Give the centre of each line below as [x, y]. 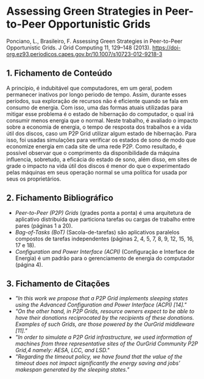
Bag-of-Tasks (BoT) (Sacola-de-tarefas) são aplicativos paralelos [97, 232]
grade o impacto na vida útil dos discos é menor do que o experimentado [98, 165]
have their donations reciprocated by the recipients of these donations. [104, 318]
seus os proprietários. [34, 179]
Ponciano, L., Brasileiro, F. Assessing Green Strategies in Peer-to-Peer [94, 41]
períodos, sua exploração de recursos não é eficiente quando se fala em [97, 101]
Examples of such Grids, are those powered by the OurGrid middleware [105, 324]
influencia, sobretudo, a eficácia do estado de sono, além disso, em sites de [102, 159]
